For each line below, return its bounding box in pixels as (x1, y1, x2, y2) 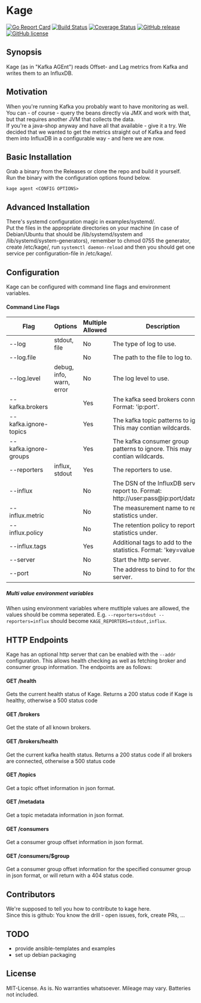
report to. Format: (112, 487, 162, 495)
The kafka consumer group (112, 437, 190, 445)
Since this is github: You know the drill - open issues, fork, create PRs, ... (6, 912, 185, 919)
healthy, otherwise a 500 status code (6, 697, 98, 704)
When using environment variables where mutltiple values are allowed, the (6, 605, 190, 612)
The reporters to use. (112, 466, 172, 474)
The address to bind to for (112, 565, 186, 574)
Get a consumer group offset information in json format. (6, 839, 144, 846)
